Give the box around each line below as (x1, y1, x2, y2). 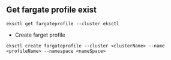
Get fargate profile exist (6, 5, 97, 15)
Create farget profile (14, 31, 66, 38)
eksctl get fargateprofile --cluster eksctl (6, 20, 119, 26)
